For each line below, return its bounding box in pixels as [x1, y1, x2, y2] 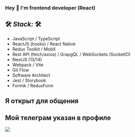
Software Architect [12, 72, 51, 78]
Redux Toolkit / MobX [12, 46, 56, 52]
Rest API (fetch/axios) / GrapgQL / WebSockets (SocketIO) [12, 51, 131, 57]
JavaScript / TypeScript [12, 35, 60, 41]
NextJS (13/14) [12, 56, 42, 62]
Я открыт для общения [5, 97, 79, 105]
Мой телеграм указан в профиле [5, 113, 111, 122]
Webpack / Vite [12, 61, 44, 68]
